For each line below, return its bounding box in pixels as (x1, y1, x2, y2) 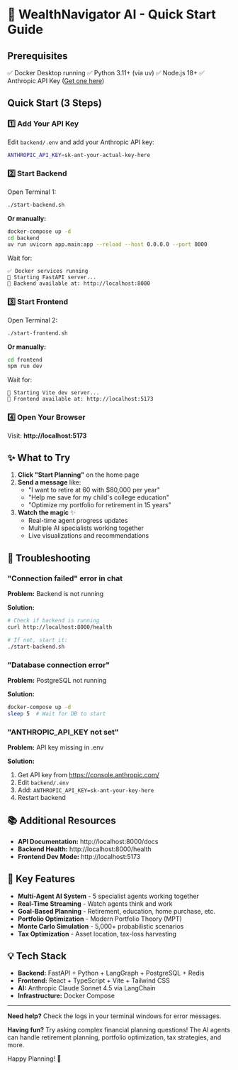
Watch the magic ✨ (17, 508, 76, 517)
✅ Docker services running (7, 268, 89, 275)
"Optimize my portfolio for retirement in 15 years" (28, 501, 171, 509)
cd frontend (7, 356, 42, 363)
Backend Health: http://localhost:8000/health (17, 845, 152, 853)
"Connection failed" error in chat (7, 573, 123, 583)
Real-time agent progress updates (28, 517, 128, 525)
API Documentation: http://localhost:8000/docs (17, 837, 159, 845)
